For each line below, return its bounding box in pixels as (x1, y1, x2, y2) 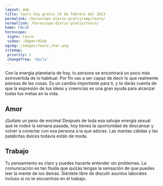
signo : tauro (7, 34, 34, 39)
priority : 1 (7, 52, 32, 57)
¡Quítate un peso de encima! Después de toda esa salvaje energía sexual (5, 118, 151, 124)
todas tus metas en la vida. (5, 91, 59, 97)
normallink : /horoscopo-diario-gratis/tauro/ (5, 20, 99, 26)
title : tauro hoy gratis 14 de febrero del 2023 (5, 12, 106, 17)
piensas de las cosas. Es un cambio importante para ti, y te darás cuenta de (5, 81, 157, 86)
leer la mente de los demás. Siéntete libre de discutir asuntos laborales (5, 170, 147, 176)
